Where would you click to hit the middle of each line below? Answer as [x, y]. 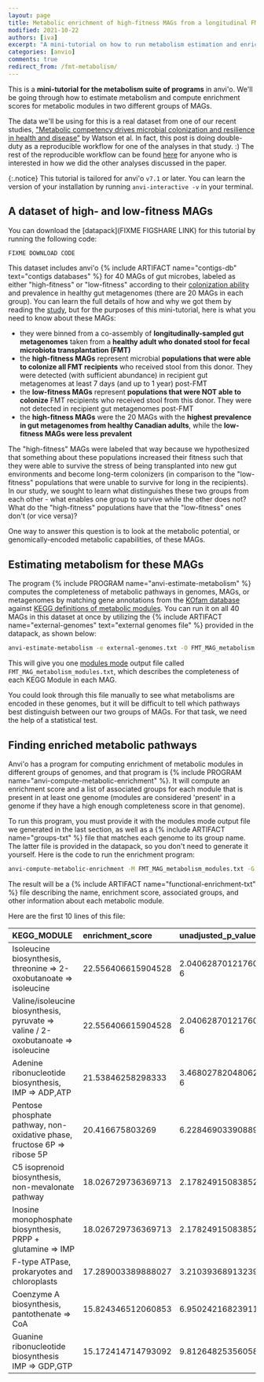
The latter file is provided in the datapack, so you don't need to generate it [128, 846]
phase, [60, 1135]
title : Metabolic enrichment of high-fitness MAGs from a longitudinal [128, 23]
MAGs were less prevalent [88, 434]
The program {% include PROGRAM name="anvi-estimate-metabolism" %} [130, 584]
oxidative [29, 1135]
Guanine [27, 1336]
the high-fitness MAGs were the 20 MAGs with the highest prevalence [136, 417]
